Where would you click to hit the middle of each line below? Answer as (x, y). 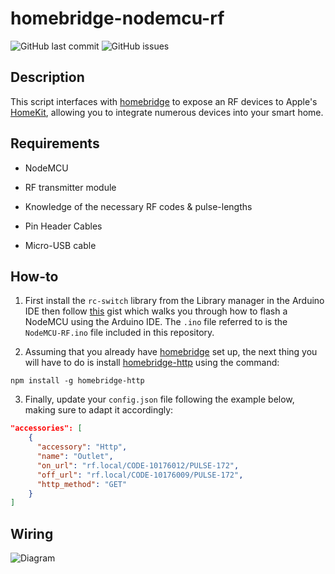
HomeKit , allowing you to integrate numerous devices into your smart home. (167, 112)
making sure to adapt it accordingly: (99, 410)
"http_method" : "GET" (82, 484)
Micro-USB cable (60, 245)
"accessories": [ (46, 428)
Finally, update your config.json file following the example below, (159, 399)
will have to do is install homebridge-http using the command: (152, 363)
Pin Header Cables (63, 226)
